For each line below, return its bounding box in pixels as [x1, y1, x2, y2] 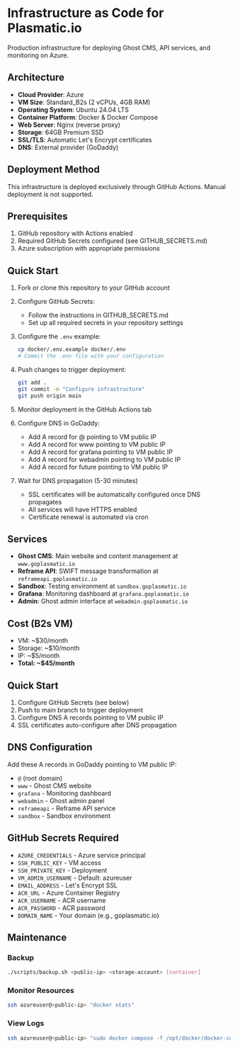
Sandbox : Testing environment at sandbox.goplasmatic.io [17, 582, 187, 591]
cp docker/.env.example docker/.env [17, 346, 126, 353]
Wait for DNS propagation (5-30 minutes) [17, 476, 138, 484]
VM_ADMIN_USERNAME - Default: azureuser [17, 873, 132, 882]
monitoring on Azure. [7, 51, 69, 59]
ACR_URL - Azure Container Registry [17, 888, 120, 897]
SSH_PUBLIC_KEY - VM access [17, 858, 101, 867]
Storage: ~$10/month [17, 644, 80, 652]
